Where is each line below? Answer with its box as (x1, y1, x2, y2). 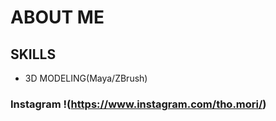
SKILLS (10, 46, 57, 63)
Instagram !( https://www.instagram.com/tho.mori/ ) (10, 97, 267, 111)
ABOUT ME (10, 6, 105, 29)
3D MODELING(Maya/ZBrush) (24, 72, 148, 84)
